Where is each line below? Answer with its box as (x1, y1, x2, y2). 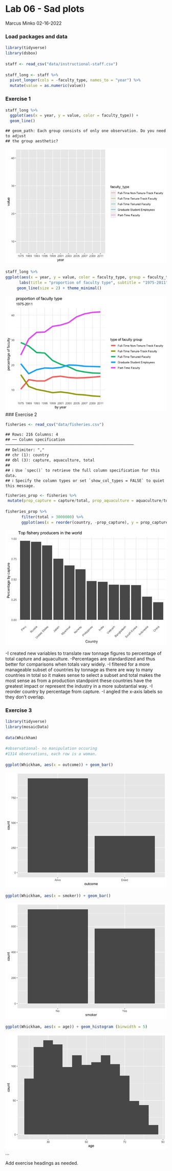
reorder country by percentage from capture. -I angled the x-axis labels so (5, 688, 163, 694)
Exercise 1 (5, 96, 31, 103)
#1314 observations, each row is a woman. (5, 751, 97, 757)
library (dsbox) (5, 51, 38, 56)
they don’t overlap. (5, 694, 45, 700)
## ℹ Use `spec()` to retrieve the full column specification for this (5, 468, 160, 473)
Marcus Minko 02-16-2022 (5, 20, 62, 26)
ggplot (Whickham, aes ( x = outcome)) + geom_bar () (5, 762, 114, 768)
